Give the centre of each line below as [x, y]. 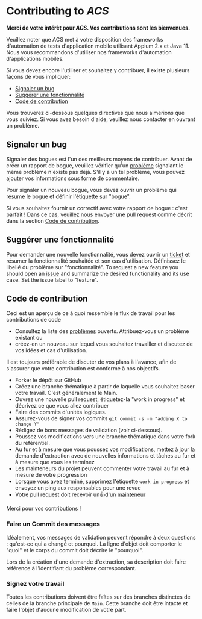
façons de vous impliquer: [39, 76]
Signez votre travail [35, 583]
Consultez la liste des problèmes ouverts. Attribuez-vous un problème [102, 331]
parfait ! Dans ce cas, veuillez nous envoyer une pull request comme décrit [99, 214]
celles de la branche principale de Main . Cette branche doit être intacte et [97, 603]
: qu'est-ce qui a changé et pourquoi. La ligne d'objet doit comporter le [94, 544]
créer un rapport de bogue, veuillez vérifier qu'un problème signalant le [95, 165]
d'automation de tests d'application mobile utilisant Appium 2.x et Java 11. [98, 46]
